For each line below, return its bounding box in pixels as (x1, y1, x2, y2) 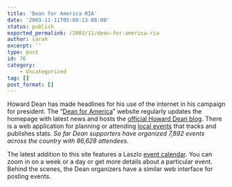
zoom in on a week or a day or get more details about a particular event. (7, 157, 213, 166)
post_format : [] (7, 81, 54, 88)
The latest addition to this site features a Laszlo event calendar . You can (7, 150, 213, 159)
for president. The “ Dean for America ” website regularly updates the (7, 107, 202, 116)
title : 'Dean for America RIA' (7, 10, 98, 17)
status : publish (7, 23, 54, 30)
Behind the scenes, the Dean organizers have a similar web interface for (7, 165, 213, 173)
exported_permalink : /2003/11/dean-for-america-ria (7, 29, 159, 37)
